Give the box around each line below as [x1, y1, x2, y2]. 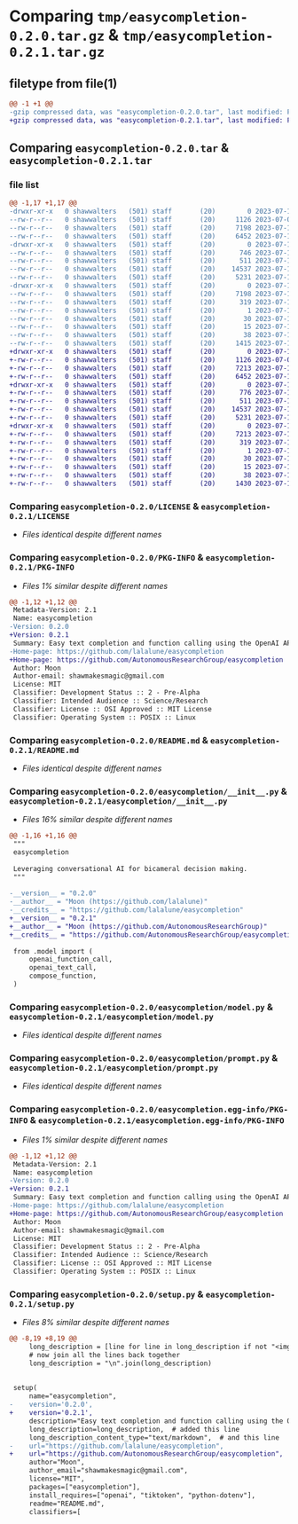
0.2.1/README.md [9, 745, 80, 755]
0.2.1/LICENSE [9, 511, 70, 521]
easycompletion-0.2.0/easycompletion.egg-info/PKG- [60, 1104, 288, 1115]
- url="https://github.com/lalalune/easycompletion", [9, 1442, 224, 1450]
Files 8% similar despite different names [21, 1317, 170, 1328]
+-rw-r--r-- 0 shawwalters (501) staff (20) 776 [9, 389, 252, 397]
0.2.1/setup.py [9, 1299, 75, 1309]
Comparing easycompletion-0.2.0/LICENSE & [9, 499, 200, 512]
